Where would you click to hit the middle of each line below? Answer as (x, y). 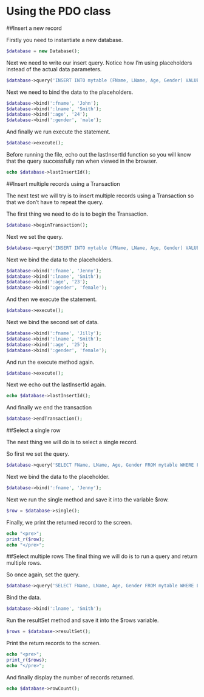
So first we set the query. (38, 454)
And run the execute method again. (50, 362)
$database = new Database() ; (43, 51)
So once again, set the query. (43, 575)
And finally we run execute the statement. (58, 132)
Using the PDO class (59, 11)
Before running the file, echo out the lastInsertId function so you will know (99, 155)
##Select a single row (33, 430)
